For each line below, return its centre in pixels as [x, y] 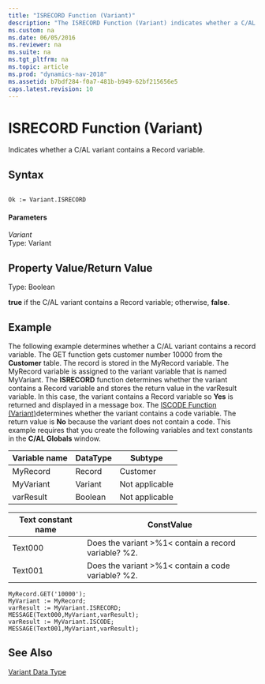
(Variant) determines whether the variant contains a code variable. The [122, 413]
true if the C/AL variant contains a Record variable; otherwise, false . [119, 303]
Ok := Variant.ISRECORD [47, 200]
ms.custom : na [32, 30]
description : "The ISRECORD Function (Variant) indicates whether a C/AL [132, 23]
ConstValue [170, 524]
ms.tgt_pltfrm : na [38, 60]
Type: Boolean [32, 287]
